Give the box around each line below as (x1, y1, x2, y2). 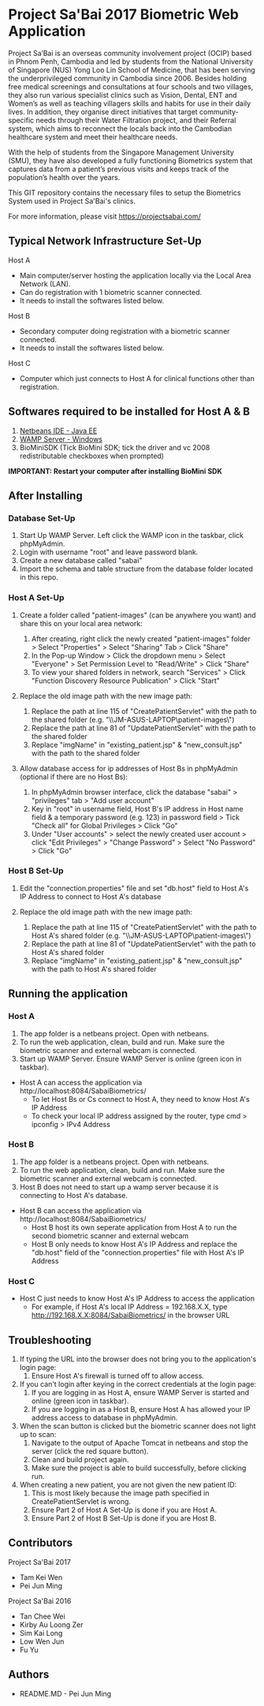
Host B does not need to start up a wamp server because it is (19, 1182, 219, 1192)
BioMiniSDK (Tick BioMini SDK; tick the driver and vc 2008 (19, 442, 210, 452)
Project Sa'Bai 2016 (8, 1596, 72, 1606)
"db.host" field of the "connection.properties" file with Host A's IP (31, 1248, 244, 1257)
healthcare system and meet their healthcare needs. (8, 132, 178, 141)
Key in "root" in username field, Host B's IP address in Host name (31, 804, 244, 813)
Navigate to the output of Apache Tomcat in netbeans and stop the (31, 1438, 248, 1447)
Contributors (8, 1536, 73, 1550)
